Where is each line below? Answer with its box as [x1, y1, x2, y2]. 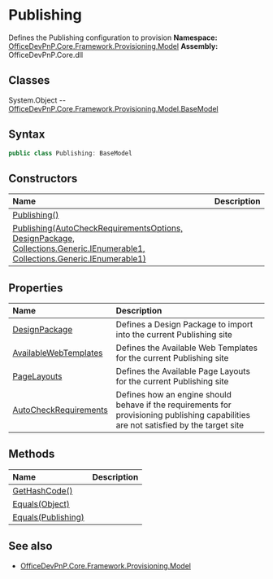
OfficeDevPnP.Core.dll [8, 50, 84, 59]
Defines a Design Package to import [115, 319, 253, 331]
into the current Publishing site [115, 329, 233, 340]
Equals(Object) [12, 498, 71, 510]
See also [8, 539, 53, 553]
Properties [8, 281, 63, 295]
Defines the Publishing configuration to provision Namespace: [8, 33, 218, 42]
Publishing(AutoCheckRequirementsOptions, [12, 222, 183, 234]
